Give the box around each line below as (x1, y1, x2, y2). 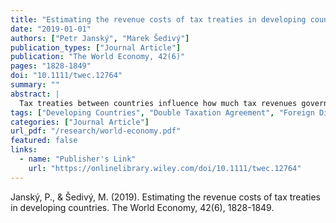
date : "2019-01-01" (10, 24, 92, 34)
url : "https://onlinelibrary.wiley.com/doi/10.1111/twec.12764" (28, 163, 302, 173)
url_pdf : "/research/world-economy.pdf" (10, 126, 182, 136)
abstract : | (10, 89, 60, 99)
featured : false (10, 136, 78, 146)
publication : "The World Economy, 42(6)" (10, 52, 186, 62)
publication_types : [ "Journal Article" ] (10, 42, 182, 53)
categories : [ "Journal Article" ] (10, 117, 150, 127)
